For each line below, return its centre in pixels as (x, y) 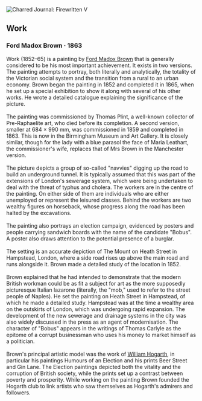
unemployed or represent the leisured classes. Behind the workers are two (99, 200)
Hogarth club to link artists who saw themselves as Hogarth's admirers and (99, 386)
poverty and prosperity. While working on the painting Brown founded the (98, 379)
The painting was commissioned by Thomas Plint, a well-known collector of (100, 117)
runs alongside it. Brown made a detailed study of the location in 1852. (93, 264)
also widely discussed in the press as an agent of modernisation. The (92, 322)
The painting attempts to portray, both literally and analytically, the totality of (101, 71)
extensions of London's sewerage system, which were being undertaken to (99, 181)
